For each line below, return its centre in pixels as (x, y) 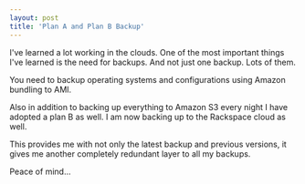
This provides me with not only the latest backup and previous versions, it (148, 144)
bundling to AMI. (41, 89)
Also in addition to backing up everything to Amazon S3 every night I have (149, 107)
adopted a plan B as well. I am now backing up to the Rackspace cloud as (147, 117)
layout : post (34, 18)
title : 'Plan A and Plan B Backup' (77, 26)
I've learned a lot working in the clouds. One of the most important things (147, 52)
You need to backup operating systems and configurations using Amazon (147, 79)
